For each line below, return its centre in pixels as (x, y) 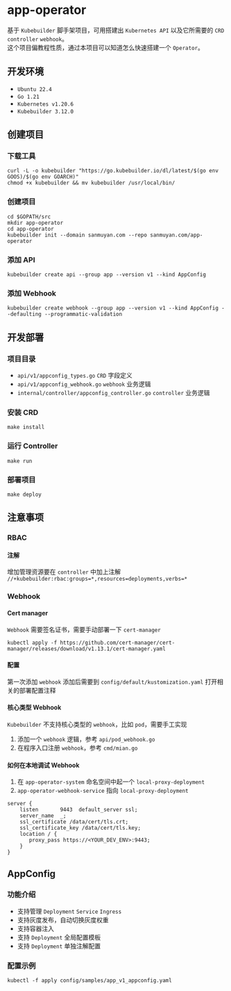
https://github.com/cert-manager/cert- (118, 643)
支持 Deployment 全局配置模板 (59, 937)
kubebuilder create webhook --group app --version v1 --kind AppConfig (113, 308)
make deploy (24, 494)
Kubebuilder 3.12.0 (45, 111)
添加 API (21, 259)
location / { (38, 834)
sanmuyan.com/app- (177, 235)
